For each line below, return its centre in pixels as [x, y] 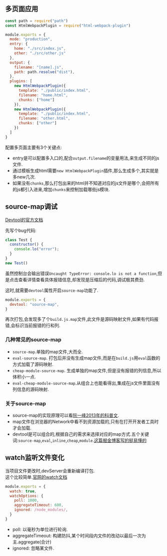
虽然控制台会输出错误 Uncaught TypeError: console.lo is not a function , [81, 273]
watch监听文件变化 [35, 458]
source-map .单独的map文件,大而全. [48, 351]
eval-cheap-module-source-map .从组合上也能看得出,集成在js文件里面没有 [86, 383]
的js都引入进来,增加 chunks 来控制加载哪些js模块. [61, 189]
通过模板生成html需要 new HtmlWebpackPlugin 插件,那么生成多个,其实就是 [85, 170]
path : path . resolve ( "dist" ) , [44, 72]
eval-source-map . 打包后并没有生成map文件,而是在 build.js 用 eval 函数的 [86, 358]
